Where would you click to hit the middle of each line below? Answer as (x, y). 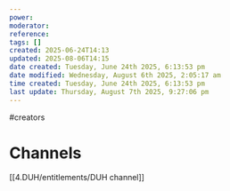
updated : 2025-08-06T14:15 (59, 59)
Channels (45, 153)
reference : (29, 34)
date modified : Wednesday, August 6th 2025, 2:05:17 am (115, 76)
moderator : (29, 26)
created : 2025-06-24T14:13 (59, 51)
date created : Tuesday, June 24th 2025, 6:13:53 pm (107, 68)
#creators (27, 117)
